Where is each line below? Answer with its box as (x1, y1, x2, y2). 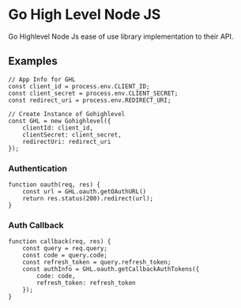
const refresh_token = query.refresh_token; (22, 258, 171, 266)
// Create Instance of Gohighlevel (8, 110, 126, 118)
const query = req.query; (22, 245, 108, 253)
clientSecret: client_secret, (22, 130, 122, 139)
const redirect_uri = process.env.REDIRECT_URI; (8, 96, 171, 104)
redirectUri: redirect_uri (22, 137, 111, 145)
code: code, (36, 272, 77, 280)
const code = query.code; (22, 251, 108, 260)
